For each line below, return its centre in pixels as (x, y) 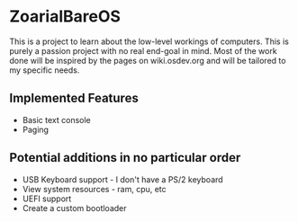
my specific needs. (45, 70)
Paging (36, 129)
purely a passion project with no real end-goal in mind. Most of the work (143, 50)
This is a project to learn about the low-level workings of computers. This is (149, 41)
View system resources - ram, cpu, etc (94, 189)
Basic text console (57, 119)
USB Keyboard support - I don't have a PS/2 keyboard (122, 179)
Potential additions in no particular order (125, 158)
